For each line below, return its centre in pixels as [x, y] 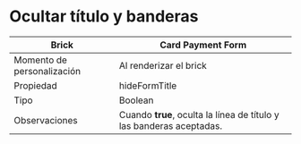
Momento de [40, 60]
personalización [47, 71]
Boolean [136, 100]
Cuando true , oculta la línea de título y [199, 114]
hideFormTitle [148, 85]
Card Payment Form [203, 45]
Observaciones [46, 120]
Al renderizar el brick [163, 65]
